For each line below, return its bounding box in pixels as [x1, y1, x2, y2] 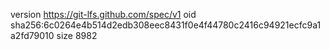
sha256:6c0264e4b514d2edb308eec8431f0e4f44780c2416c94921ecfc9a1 [10, 19, 322, 31]
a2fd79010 [10, 30, 55, 41]
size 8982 [56, 30, 98, 41]
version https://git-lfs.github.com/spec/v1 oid [10, 9, 197, 20]
